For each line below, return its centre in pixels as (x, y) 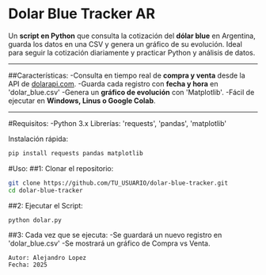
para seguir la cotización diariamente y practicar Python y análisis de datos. (132, 52)
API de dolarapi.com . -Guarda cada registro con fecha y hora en (113, 83)
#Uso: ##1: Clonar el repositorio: (61, 168)
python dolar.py (35, 220)
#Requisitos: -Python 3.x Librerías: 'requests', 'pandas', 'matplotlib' (118, 123)
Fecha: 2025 (28, 265)
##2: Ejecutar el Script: (46, 205)
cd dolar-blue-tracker (46, 190)
